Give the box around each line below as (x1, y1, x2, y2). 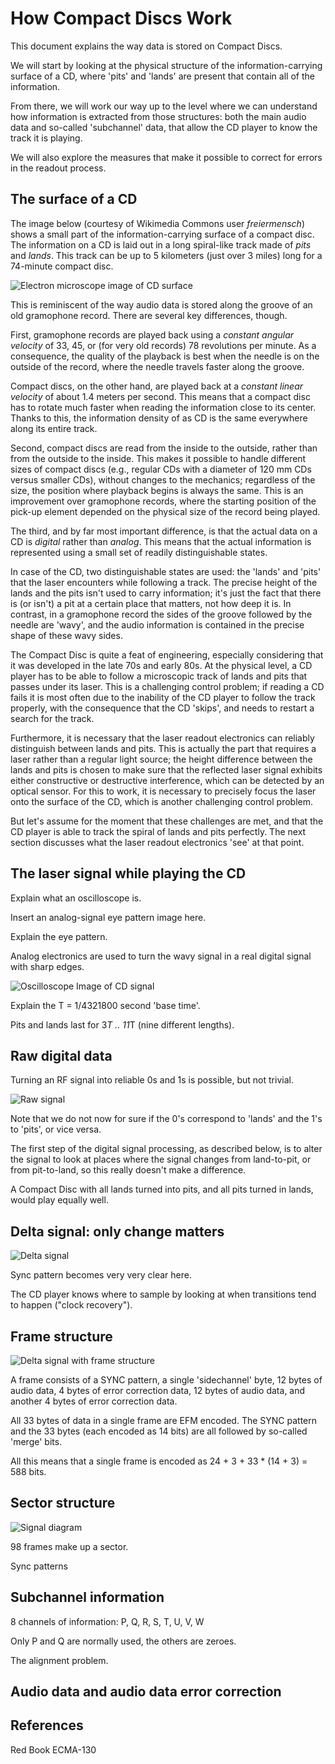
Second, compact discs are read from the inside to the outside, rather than (10, 442, 318, 454)
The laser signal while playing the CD (10, 865, 247, 882)
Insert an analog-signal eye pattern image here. (10, 911, 207, 923)
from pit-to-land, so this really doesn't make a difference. (10, 1164, 247, 1176)
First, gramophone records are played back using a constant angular (10, 328, 295, 341)
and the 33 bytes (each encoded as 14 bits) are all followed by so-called (10, 1425, 308, 1437)
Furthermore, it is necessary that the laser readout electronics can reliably (10, 732, 315, 744)
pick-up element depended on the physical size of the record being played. (10, 505, 321, 517)
